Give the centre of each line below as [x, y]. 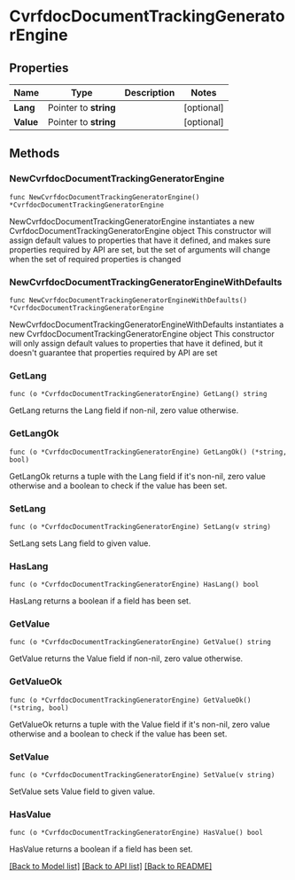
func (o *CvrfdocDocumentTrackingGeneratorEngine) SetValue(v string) [142, 775]
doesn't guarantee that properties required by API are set [113, 353]
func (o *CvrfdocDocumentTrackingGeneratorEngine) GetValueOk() [130, 700]
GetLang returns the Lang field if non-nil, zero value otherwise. [124, 410]
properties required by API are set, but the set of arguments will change [140, 249]
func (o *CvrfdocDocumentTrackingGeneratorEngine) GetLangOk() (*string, [148, 452]
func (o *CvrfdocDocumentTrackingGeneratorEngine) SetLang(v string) [140, 526]
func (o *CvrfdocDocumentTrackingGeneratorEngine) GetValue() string [140, 642]
